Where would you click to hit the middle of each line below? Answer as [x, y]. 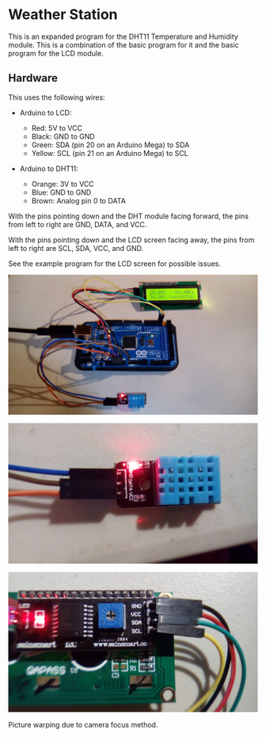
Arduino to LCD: [46, 112]
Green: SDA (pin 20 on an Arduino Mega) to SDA [110, 145]
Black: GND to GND [63, 136]
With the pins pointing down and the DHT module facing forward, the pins [129, 216]
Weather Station [63, 15]
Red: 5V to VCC [57, 127]
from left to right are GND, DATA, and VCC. [78, 224]
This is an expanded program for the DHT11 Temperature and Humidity [123, 36]
